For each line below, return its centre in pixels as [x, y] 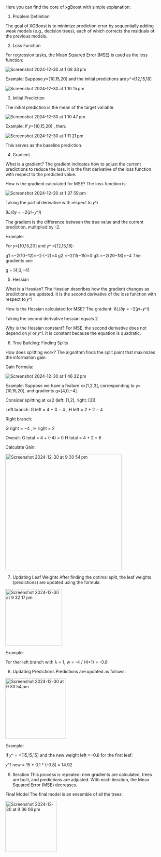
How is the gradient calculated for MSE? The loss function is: [66, 184]
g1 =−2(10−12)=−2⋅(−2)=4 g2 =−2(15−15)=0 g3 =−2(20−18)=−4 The [73, 256]
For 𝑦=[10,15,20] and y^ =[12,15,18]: [40, 246]
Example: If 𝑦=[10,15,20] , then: [36, 126]
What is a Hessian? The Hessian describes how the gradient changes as [77, 289]
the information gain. [26, 357]
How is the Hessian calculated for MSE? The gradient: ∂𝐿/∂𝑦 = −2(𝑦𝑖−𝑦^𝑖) [78, 309]
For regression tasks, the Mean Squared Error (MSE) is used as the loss [77, 55]
